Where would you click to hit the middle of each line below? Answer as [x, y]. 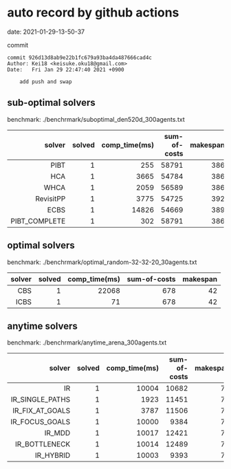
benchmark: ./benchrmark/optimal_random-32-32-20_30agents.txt [102, 262]
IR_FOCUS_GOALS [41, 422]
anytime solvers [42, 326]
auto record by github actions [93, 13]
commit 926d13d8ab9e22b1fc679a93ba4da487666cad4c [80, 57]
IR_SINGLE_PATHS [41, 400]
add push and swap [46, 81]
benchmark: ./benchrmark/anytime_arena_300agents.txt [87, 342]
